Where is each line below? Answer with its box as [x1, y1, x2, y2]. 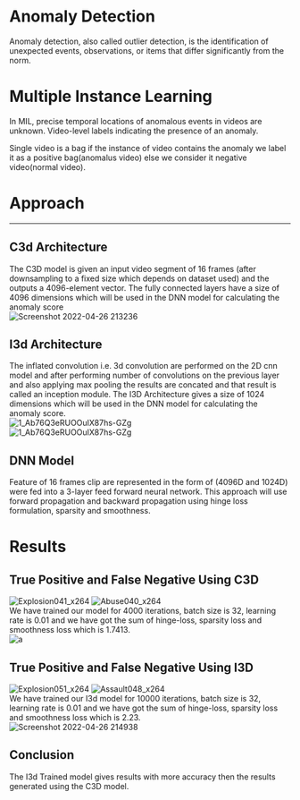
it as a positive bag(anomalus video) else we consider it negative [9, 152, 247, 163]
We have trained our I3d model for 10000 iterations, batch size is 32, [9, 694, 262, 704]
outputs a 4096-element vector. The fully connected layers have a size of [9, 282, 279, 293]
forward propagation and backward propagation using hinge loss [9, 496, 248, 506]
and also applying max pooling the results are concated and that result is [9, 379, 277, 390]
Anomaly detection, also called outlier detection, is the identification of [9, 36, 270, 47]
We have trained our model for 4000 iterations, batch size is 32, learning [9, 606, 277, 617]
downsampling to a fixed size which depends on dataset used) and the [9, 273, 270, 284]
